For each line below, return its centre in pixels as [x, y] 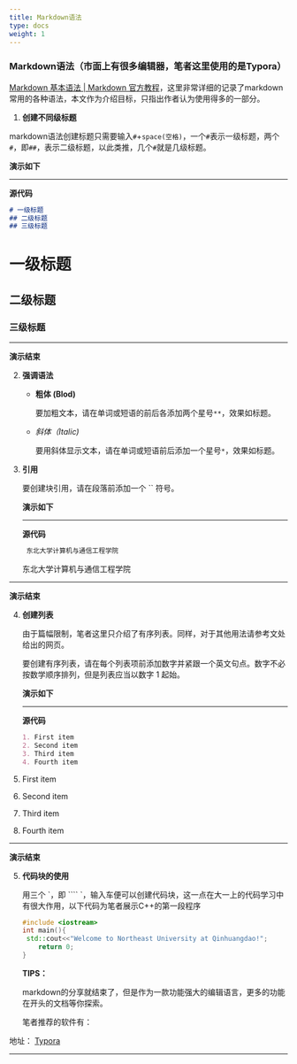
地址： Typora [35, 1040]
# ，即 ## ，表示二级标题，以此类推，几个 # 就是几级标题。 [110, 147]
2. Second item [50, 745]
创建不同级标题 [49, 117]
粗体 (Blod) [55, 394]
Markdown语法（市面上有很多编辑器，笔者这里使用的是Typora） [148, 66]
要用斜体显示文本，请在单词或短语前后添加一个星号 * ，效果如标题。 [157, 451]
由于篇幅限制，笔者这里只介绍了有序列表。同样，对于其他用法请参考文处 [153, 634]
